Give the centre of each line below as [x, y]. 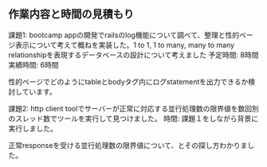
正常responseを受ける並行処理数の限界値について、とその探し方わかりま [128, 145]
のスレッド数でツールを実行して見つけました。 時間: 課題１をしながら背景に [133, 118]
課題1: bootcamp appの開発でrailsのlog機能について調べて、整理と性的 [124, 35]
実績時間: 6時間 [33, 64]
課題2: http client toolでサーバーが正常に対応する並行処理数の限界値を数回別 [133, 108]
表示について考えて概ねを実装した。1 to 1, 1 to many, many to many [125, 45]
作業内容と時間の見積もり [71, 14]
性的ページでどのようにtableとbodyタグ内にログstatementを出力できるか [128, 81]
